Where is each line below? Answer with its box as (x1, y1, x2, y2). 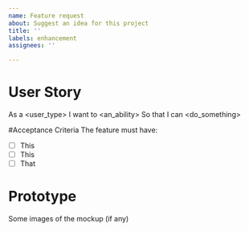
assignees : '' (8, 42, 56, 50)
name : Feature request (8, 11, 84, 20)
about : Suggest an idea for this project (8, 19, 149, 27)
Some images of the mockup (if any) (8, 214, 129, 224)
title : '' (8, 26, 42, 34)
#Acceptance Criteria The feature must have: (8, 125, 158, 135)
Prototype (8, 188, 77, 205)
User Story (8, 83, 82, 101)
